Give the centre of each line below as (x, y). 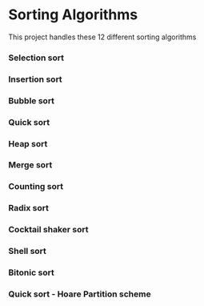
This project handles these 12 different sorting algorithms (102, 37)
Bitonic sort (31, 272)
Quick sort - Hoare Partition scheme (80, 294)
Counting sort (36, 187)
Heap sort (28, 143)
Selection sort (36, 58)
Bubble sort (31, 100)
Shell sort (27, 252)
